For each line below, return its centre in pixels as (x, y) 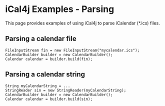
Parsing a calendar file (41, 39)
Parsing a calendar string (45, 74)
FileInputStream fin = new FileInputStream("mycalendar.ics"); (72, 50)
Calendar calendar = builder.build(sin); (49, 99)
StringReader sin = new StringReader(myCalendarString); (66, 90)
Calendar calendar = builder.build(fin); (49, 59)
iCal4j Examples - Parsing (60, 9)
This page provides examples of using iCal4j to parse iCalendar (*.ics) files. (82, 23)
